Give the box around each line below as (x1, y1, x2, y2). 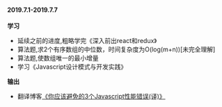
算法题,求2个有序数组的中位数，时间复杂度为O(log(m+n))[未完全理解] (17, 45, 216, 53)
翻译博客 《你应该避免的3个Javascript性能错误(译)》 (17, 92, 166, 101)
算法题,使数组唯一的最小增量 (17, 54, 99, 63)
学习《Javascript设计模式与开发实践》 (17, 63, 127, 71)
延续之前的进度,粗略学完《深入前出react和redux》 (17, 37, 157, 45)
